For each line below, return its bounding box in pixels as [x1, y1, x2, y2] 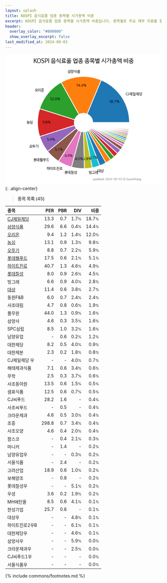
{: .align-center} [5, 185, 38, 191]
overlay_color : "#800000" [9, 29, 64, 34]
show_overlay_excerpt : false [9, 34, 70, 39]
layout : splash [5, 8, 37, 13]
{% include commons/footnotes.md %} [5, 573, 85, 579]
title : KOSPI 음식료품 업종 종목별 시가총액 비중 [5, 13, 94, 18]
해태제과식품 [7, 365, 32, 371]
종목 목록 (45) [17, 196, 45, 202]
